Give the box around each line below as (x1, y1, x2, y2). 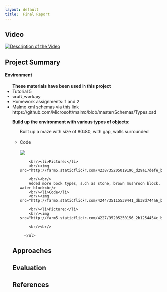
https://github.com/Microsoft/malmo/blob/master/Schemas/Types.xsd (12, 109, 157, 115)
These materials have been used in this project (12, 83, 111, 89)
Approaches (12, 247, 52, 255)
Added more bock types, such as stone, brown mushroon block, (29, 181, 161, 186)
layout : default (5, 7, 39, 12)
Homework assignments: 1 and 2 (12, 98, 80, 104)
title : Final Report (5, 12, 50, 17)
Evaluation (12, 263, 46, 272)
